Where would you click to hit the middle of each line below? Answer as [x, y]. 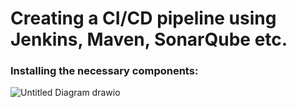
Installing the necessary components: [104, 71]
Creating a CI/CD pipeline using [143, 18]
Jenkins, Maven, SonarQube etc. [149, 39]
